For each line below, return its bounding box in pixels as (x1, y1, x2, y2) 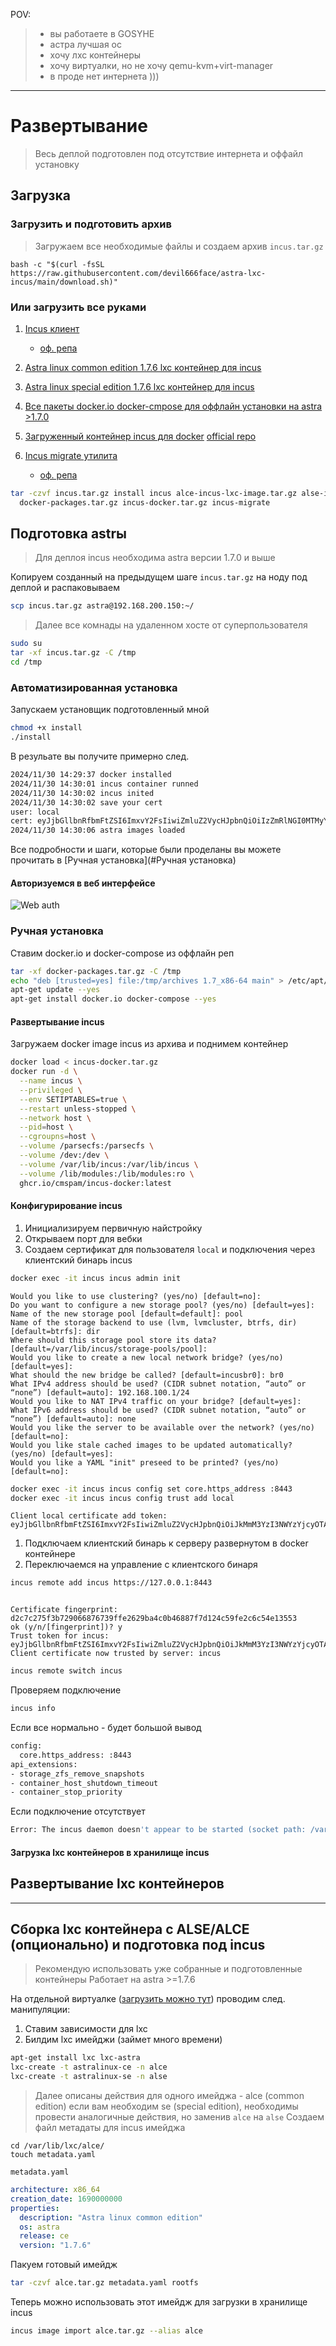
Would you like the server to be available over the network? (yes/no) (10, 1422, 315, 1433)
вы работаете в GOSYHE (49, 28, 155, 39)
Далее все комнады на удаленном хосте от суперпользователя (34, 619, 308, 631)
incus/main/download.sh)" (10, 277, 118, 287)
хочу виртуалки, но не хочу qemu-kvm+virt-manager (49, 60, 274, 71)
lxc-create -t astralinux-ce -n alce (10, 2062, 168, 2073)
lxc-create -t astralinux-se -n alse (10, 2072, 168, 2082)
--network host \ (19, 1113, 92, 1123)
